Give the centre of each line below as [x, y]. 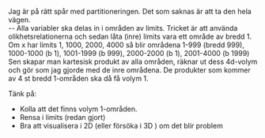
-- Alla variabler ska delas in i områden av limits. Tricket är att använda [123, 28]
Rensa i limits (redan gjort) [62, 117]
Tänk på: [23, 93]
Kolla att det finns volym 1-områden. [78, 109]
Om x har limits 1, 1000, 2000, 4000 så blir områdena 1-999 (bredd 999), [127, 45]
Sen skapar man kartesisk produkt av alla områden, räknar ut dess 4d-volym [133, 62]
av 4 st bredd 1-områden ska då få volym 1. [78, 78]
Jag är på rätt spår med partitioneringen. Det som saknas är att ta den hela [130, 11]
